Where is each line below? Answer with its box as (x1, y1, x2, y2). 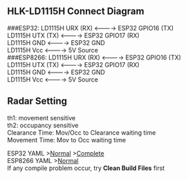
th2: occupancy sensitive (7, 121, 79, 129)
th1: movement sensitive (7, 113, 76, 122)
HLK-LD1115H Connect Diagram (7, 6, 144, 17)
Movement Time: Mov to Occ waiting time (7, 135, 126, 144)
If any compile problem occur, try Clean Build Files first (7, 164, 165, 172)
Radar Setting (7, 95, 68, 107)
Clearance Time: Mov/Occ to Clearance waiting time (7, 128, 156, 137)
